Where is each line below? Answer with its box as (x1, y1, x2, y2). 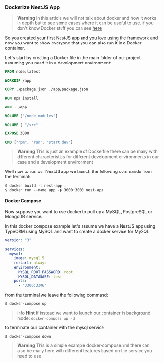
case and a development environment (17, 159, 93, 165)
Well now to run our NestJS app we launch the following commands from (5, 169, 152, 174)
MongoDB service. (5, 214, 42, 220)
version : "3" (5, 238, 32, 243)
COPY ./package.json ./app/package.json (5, 87, 89, 92)
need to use (17, 353, 41, 359)
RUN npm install (5, 96, 38, 101)
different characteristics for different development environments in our (17, 154, 159, 160)
